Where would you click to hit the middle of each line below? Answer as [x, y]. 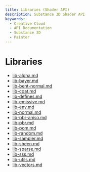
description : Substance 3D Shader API [45, 14]
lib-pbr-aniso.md [29, 117]
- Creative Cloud [27, 23]
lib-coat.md [24, 91]
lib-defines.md [27, 96]
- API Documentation [31, 28]
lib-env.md [23, 107]
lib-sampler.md [28, 138]
